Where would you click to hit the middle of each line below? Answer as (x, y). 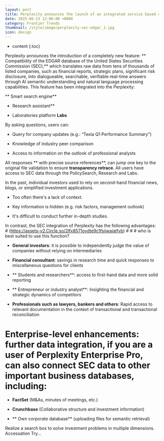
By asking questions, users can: (37, 125)
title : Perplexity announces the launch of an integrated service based (81, 14)
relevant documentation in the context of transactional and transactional (85, 309)
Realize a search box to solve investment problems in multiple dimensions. (80, 428)
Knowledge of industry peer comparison (53, 144)
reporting (21, 280)
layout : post (18, 10)
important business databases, (70, 376)
